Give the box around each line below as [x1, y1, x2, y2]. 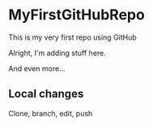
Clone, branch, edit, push [8, 108, 93, 118]
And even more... [8, 63, 66, 73]
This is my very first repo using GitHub [8, 32, 138, 42]
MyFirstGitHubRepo [8, 6, 146, 24]
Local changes [8, 87, 84, 101]
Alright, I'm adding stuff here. [8, 48, 107, 57]
